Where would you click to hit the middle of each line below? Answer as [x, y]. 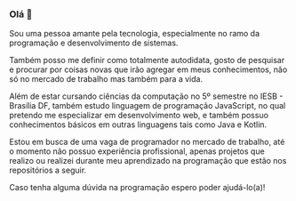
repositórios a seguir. [48, 170]
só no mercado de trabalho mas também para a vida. [106, 79]
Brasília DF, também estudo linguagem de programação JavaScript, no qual [148, 106]
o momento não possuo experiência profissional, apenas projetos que [137, 151]
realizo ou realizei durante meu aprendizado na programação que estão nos [148, 161]
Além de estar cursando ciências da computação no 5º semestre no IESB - [146, 96]
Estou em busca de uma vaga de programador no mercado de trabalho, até [147, 142]
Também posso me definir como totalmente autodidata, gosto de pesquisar [147, 60]
